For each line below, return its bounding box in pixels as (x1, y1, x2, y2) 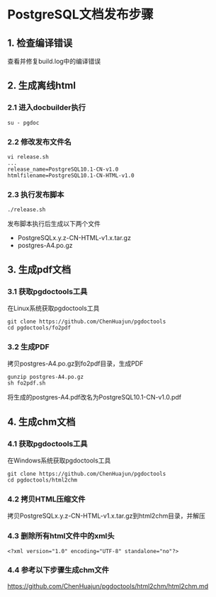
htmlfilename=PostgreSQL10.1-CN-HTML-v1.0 (7, 171, 135, 179)
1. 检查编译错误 (7, 37, 73, 49)
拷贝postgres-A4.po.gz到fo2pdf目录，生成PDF (7, 359, 144, 368)
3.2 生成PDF (7, 341, 50, 351)
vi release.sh (7, 153, 50, 160)
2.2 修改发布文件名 (7, 137, 72, 147)
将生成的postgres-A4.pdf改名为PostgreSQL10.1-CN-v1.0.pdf (7, 393, 182, 402)
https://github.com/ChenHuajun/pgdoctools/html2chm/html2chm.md (7, 581, 209, 590)
